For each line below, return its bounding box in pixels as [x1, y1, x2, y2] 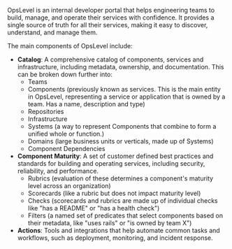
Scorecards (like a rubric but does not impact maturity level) [27, 189, 201, 197]
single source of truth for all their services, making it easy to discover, [7, 21, 208, 29]
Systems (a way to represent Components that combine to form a [27, 122, 217, 130]
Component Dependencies [27, 145, 106, 152]
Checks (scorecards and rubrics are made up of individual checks [27, 197, 218, 205]
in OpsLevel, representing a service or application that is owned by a [27, 92, 226, 101]
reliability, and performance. [17, 167, 99, 175]
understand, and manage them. [7, 28, 98, 36]
